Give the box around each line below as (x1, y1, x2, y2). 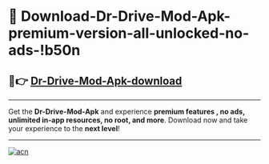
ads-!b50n (8, 42, 81, 59)
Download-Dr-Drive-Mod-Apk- (21, 7, 231, 26)
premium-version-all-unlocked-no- (8, 24, 250, 42)
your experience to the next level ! (8, 124, 120, 133)
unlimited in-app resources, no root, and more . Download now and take (8, 115, 248, 125)
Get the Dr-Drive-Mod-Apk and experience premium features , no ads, (8, 107, 246, 116)
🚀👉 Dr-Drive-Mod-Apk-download (8, 74, 183, 87)
